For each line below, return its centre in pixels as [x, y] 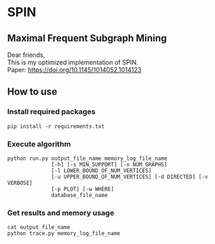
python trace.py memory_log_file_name [64, 233]
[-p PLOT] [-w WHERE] [83, 189]
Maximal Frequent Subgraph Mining [87, 38]
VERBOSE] [20, 183]
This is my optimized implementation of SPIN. [73, 62]
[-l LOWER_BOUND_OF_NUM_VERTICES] [102, 170]
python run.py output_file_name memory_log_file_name [88, 158]
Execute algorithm [39, 144]
